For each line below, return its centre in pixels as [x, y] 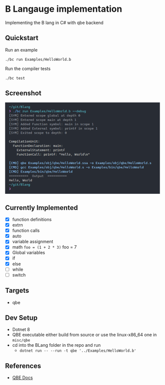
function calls [26, 231]
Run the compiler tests [28, 68]
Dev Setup [21, 318]
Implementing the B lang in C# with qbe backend [55, 23]
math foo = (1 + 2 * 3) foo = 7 [44, 247]
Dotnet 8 [21, 330]
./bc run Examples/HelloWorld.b [38, 59]
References [23, 366]
